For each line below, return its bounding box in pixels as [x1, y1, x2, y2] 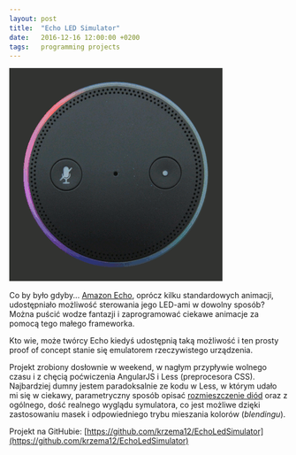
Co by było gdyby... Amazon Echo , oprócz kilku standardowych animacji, [9, 290, 274, 301]
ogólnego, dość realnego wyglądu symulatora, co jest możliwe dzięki [9, 399, 261, 411]
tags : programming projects [9, 42, 121, 51]
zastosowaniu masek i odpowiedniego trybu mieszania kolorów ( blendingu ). [9, 409, 286, 420]
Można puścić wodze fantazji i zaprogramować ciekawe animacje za [9, 309, 259, 320]
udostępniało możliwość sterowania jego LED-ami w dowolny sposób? [9, 299, 265, 310]
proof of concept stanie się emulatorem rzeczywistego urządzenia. [9, 345, 254, 356]
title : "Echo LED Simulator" [9, 23, 121, 33]
